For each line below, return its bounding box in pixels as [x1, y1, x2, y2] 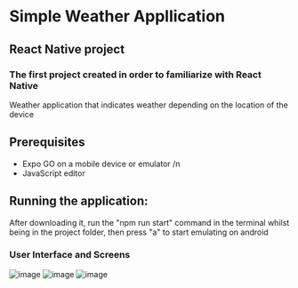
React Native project [9, 42, 125, 57]
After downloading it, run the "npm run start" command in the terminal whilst [9, 217, 290, 228]
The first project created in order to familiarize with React [9, 68, 262, 81]
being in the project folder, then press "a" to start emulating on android [9, 227, 269, 237]
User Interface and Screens [9, 249, 131, 261]
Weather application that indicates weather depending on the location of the [9, 100, 289, 110]
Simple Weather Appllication [9, 6, 225, 27]
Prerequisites [9, 135, 85, 150]
